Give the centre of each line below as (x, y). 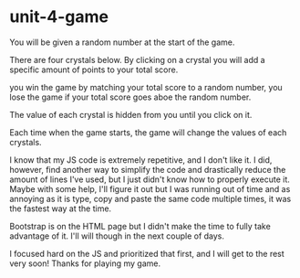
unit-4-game (59, 17)
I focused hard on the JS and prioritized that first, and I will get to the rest (147, 253)
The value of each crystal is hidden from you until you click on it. (131, 114)
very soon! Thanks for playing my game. (85, 263)
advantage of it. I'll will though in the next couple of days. (117, 236)
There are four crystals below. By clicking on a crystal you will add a (138, 59)
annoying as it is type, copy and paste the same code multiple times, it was (150, 198)
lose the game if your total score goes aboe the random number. (130, 97)
